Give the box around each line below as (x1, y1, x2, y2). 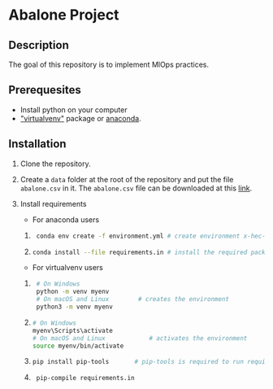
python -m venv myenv (36, 287, 110, 296)
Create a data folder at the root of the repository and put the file (19, 174, 234, 184)
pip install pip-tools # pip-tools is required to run (32, 358, 244, 366)
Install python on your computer (19, 104, 128, 115)
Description (8, 38, 69, 52)
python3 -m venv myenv (36, 303, 114, 311)
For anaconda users (32, 214, 100, 225)
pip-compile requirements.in (36, 374, 136, 382)
